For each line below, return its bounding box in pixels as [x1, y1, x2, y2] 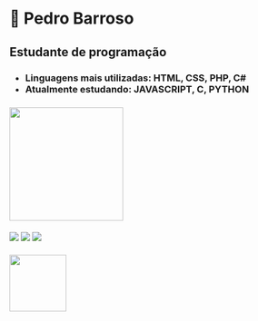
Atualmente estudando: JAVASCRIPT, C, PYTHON [25, 83, 250, 95]
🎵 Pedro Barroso [9, 8, 134, 29]
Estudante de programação [9, 44, 167, 60]
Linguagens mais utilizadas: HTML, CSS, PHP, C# [25, 72, 247, 84]
